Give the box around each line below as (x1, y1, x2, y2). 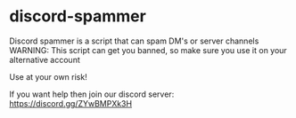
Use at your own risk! (9, 71, 87, 82)
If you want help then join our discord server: (9, 89, 175, 99)
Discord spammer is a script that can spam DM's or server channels (9, 35, 259, 46)
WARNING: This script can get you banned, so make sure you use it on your (9, 44, 287, 55)
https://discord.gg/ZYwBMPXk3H (9, 98, 132, 108)
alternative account (9, 54, 80, 65)
